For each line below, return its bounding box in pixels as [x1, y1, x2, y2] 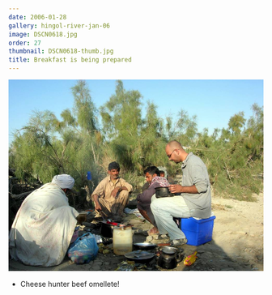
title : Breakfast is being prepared [8, 56, 132, 64]
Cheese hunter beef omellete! [19, 280, 120, 289]
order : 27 [8, 39, 42, 47]
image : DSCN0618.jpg [8, 30, 79, 38]
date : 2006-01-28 [8, 13, 67, 21]
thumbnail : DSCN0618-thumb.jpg [8, 47, 114, 56]
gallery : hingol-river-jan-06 [8, 21, 111, 30]
